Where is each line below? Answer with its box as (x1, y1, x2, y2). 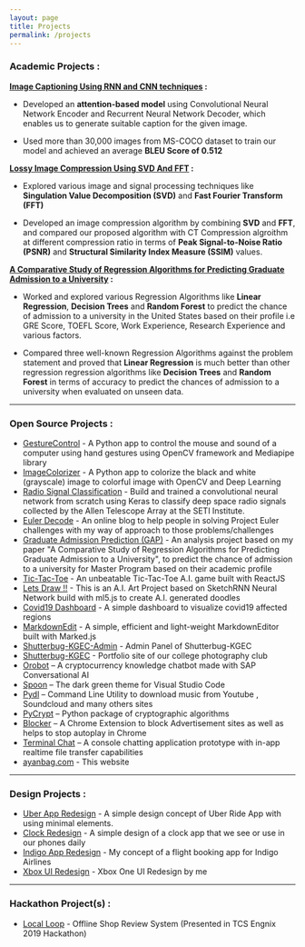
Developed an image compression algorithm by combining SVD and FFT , (22, 217, 296, 228)
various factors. (22, 329, 82, 341)
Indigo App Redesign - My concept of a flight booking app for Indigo (22, 847, 279, 858)
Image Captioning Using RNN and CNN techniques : (9, 81, 208, 92)
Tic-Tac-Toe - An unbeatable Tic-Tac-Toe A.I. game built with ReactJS (22, 573, 286, 583)
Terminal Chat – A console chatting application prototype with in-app (22, 737, 280, 748)
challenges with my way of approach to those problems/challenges (22, 524, 274, 535)
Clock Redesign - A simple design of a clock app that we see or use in (22, 828, 285, 839)
